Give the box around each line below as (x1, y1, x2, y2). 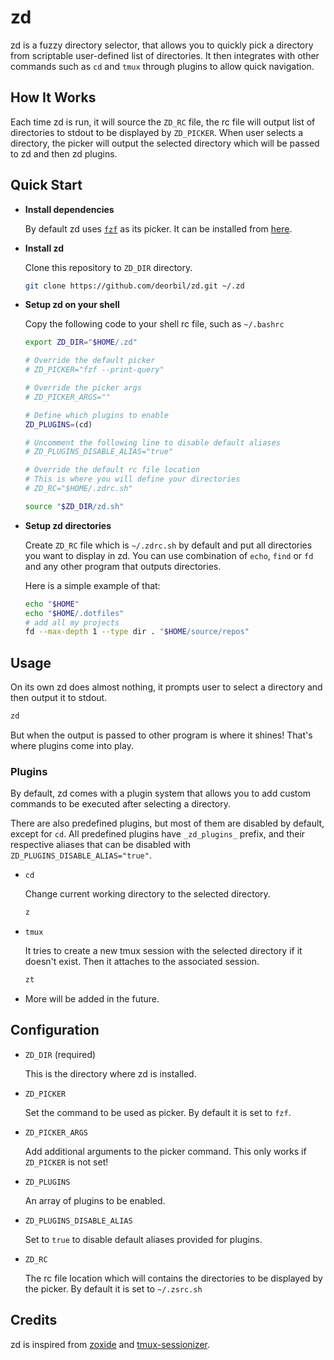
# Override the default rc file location (24, 465, 200, 475)
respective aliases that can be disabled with (10, 839, 192, 851)
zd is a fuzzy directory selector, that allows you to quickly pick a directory (10, 39, 314, 51)
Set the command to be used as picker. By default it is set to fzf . (24, 1106, 292, 1118)
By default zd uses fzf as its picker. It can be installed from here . (24, 222, 293, 235)
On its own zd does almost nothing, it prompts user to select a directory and (10, 681, 323, 693)
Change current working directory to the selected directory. (24, 888, 271, 900)
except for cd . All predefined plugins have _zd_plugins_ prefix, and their (10, 828, 306, 840)
